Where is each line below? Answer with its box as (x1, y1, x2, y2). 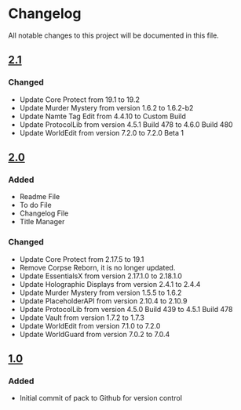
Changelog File (19, 209, 69, 218)
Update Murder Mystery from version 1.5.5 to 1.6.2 (19, 288, 182, 297)
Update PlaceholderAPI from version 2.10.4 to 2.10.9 (19, 296, 188, 306)
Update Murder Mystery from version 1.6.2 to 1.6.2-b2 (19, 103, 194, 112)
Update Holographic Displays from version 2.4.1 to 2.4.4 (19, 279, 201, 288)
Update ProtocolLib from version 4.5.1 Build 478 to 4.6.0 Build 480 (19, 119, 233, 129)
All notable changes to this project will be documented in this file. (8, 31, 220, 40)
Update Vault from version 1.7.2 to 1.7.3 (19, 313, 145, 322)
